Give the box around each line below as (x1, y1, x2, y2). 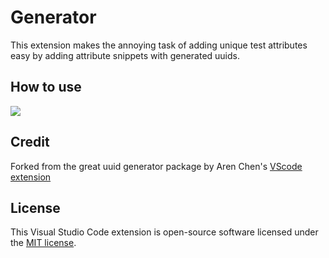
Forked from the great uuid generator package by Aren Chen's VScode (10, 160, 303, 172)
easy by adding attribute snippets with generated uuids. (10, 49, 241, 61)
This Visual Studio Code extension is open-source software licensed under (10, 226, 319, 238)
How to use (10, 79, 82, 96)
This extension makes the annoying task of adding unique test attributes (10, 39, 308, 51)
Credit (10, 134, 50, 151)
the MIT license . (10, 237, 77, 249)
